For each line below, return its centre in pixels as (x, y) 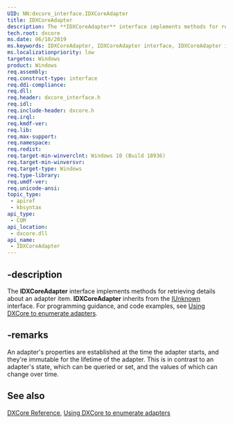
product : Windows (32, 65)
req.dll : (20, 91)
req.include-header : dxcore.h (51, 111)
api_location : (28, 227)
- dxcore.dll (29, 234)
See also (26, 396)
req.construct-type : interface (52, 78)
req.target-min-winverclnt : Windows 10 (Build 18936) (87, 156)
